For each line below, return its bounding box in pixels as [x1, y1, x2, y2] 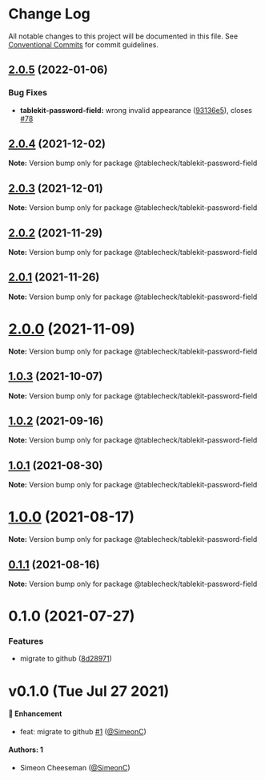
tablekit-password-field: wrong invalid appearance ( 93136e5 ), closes [19, 105, 252, 115]
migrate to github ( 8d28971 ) [19, 654, 112, 664]
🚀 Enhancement [8, 709, 62, 718]
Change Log [8, 5, 90, 23]
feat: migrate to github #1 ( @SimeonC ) [19, 726, 147, 736]
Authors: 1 [8, 745, 44, 754]
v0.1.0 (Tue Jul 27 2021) [8, 682, 170, 700]
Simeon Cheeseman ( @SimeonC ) [19, 763, 130, 773]
